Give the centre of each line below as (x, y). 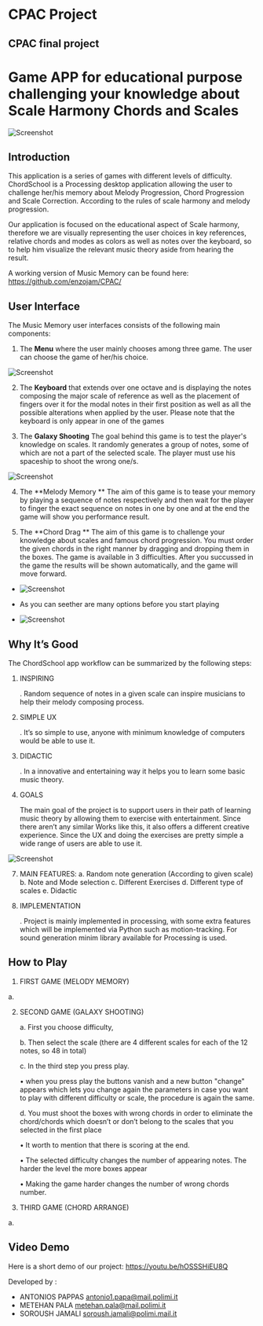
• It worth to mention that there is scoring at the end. (104, 1144)
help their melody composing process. (82, 702)
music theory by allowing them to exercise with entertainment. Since (130, 818)
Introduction (39, 157)
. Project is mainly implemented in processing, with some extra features (135, 920)
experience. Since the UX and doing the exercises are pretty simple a (131, 835)
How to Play (38, 962)
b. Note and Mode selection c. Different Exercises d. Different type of (131, 882)
